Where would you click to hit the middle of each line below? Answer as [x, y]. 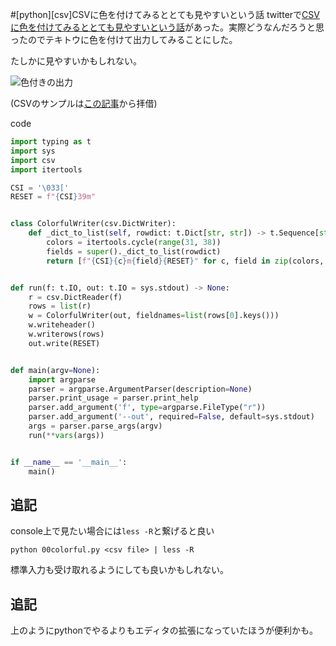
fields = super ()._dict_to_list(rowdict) [134, 251]
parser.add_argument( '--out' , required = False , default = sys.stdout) [171, 417]
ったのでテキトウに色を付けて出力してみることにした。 [124, 39]
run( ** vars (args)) [66, 435]
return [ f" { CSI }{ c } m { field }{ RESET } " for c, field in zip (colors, [185, 261]
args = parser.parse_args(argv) [95, 426]
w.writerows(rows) [66, 334]
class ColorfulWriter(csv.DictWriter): [93, 224]
